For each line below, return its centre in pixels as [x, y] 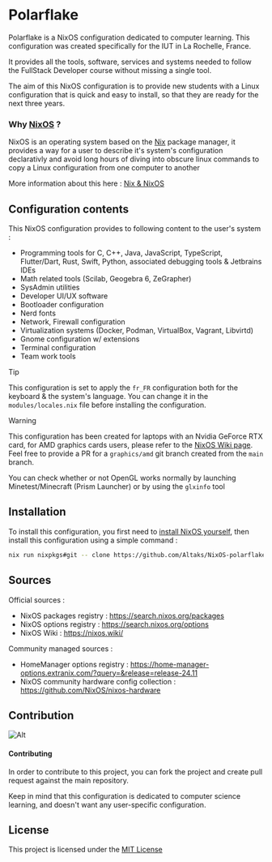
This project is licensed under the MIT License [86, 850]
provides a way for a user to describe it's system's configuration [116, 151]
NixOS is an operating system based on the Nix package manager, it [122, 142]
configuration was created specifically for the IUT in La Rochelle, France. [130, 45]
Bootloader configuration [62, 305]
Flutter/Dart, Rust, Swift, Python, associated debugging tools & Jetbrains [141, 262]
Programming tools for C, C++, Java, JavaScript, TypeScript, [121, 253]
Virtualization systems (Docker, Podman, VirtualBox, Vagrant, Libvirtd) [136, 331]
